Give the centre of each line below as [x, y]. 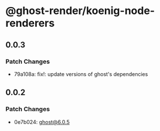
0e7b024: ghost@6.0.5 [42, 122]
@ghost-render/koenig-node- [80, 11]
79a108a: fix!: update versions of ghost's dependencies [81, 74]
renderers [30, 23]
